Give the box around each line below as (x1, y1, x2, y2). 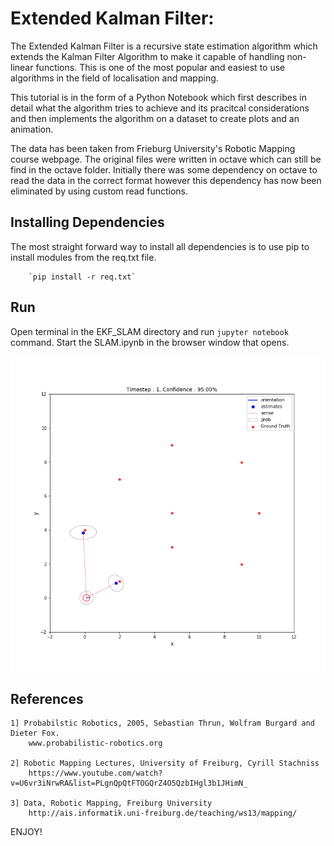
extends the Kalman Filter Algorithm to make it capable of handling (10, 50, 285, 62)
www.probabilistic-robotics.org (28, 738, 163, 749)
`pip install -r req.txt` (28, 272, 137, 282)
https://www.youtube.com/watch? (28, 768, 163, 779)
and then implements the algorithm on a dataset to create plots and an (10, 112, 300, 124)
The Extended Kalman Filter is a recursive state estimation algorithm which (10, 40, 318, 52)
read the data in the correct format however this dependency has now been (10, 174, 322, 186)
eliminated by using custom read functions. (10, 185, 189, 197)
